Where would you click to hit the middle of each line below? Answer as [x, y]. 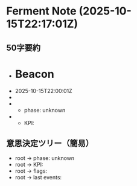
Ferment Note [41, 11]
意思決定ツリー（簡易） [50, 143]
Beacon [34, 74]
